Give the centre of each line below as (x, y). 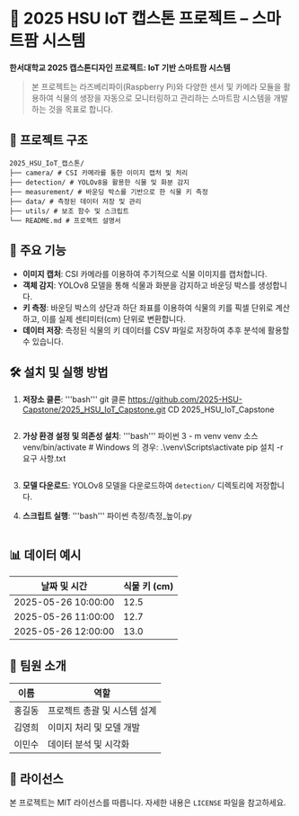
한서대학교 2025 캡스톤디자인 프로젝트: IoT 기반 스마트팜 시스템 (120, 67)
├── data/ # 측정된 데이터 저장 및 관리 (75, 202)
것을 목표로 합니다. (81, 109)
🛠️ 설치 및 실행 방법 (59, 372)
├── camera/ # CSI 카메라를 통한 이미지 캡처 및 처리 (99, 173)
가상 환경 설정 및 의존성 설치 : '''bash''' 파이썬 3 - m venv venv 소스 (140, 436)
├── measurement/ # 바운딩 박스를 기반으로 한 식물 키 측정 (109, 192)
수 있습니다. (43, 341)
